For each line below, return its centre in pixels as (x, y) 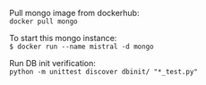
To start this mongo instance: (63, 38)
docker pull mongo (43, 21)
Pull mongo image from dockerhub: (74, 13)
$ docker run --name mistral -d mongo (82, 47)
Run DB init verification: (53, 63)
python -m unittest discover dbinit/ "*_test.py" (104, 72)
